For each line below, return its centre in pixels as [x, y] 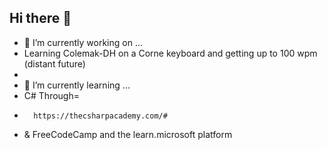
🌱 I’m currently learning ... [77, 85]
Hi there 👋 [40, 18]
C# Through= [51, 95]
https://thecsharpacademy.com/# [100, 116]
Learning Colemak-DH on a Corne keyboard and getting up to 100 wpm [170, 53]
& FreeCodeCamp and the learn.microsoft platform [128, 134]
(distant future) [54, 63]
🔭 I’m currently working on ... [83, 42]
